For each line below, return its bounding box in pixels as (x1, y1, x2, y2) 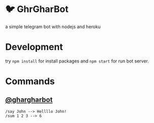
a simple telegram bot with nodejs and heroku (5, 23, 101, 30)
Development (5, 41, 63, 53)
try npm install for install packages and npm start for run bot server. (5, 58, 149, 64)
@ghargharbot (5, 96, 53, 104)
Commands (5, 76, 55, 87)
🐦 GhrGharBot (5, 4, 69, 15)
